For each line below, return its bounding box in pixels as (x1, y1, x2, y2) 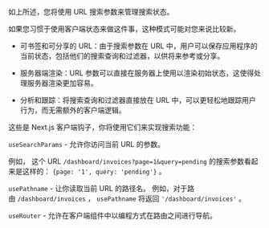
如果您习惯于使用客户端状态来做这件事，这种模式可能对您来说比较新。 (8, 24, 241, 34)
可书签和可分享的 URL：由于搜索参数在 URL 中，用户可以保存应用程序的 (19, 41, 259, 51)
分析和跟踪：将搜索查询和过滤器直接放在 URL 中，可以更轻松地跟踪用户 (19, 96, 257, 104)
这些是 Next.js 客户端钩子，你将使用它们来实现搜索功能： (8, 123, 198, 132)
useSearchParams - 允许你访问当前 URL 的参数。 (8, 140, 165, 149)
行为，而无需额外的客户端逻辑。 (19, 105, 126, 115)
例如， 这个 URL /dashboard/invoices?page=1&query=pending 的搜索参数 (8, 157, 245, 166)
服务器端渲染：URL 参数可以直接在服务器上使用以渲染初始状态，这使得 (19, 68, 255, 78)
